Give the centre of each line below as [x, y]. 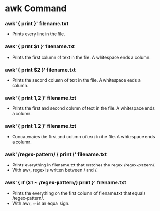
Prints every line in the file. [38, 34]
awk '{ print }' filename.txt [37, 24]
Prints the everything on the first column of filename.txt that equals [79, 193]
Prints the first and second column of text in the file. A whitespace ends [83, 108]
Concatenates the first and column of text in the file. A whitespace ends [83, 136]
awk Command [36, 8]
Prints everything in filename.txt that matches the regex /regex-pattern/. [84, 165]
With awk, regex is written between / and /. [55, 170]
